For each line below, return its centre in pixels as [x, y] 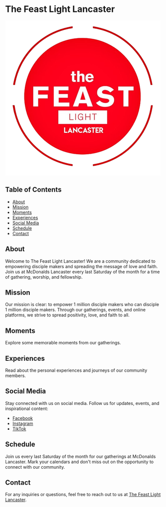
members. [16, 376]
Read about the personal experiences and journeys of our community [76, 370]
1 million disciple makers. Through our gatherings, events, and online [75, 310]
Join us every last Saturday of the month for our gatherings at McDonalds [81, 456]
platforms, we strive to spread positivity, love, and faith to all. [67, 315]
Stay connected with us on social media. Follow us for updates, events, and [82, 403]
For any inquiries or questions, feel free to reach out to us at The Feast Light [83, 495]
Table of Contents [34, 190]
